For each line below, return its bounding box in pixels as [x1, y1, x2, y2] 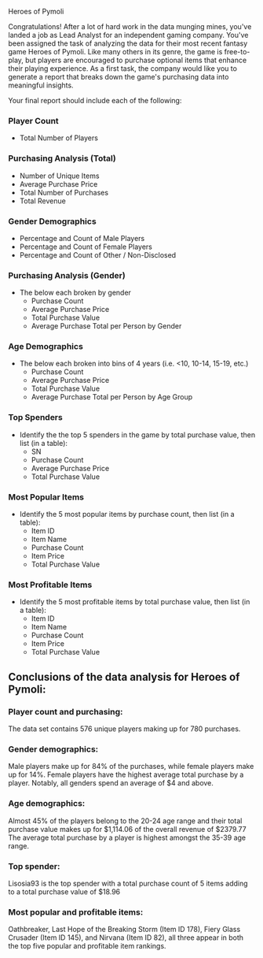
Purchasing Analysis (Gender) [8, 269, 126, 280]
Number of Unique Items [19, 171, 100, 180]
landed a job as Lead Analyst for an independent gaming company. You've [8, 31, 249, 39]
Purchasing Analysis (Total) [8, 153, 116, 164]
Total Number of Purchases [19, 188, 108, 197]
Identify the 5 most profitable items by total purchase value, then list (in [19, 597, 250, 607]
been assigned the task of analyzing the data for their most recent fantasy [8, 39, 248, 48]
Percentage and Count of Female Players [19, 242, 153, 251]
